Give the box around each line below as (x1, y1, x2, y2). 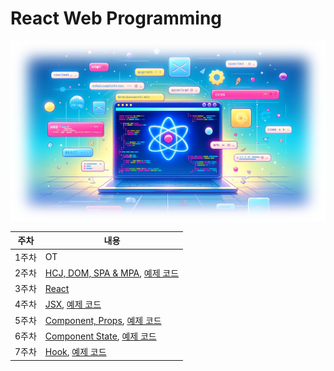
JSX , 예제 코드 (44, 298, 102, 311)
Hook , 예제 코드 (44, 346, 107, 358)
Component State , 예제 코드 (44, 330, 157, 342)
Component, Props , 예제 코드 (44, 314, 162, 326)
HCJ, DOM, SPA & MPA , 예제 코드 (44, 267, 180, 279)
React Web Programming (10, 7, 223, 30)
